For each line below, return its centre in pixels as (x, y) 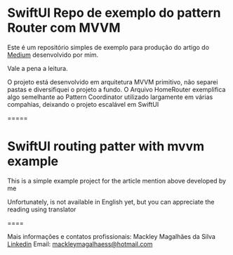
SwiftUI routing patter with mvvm (106, 146)
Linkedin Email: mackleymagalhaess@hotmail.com (80, 244)
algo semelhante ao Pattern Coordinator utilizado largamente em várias (110, 97)
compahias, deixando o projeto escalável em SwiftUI (83, 104)
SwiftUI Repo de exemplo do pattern (114, 13)
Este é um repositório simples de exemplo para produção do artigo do (108, 47)
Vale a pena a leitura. (38, 68)
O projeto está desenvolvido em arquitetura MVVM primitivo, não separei (113, 81)
